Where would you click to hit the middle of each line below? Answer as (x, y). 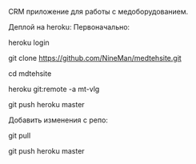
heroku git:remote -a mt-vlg (54, 89)
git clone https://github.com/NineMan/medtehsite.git (95, 58)
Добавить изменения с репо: (58, 120)
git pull (20, 136)
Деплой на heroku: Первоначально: (69, 27)
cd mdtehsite (30, 74)
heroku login (29, 42)
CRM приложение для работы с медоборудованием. (98, 12)
